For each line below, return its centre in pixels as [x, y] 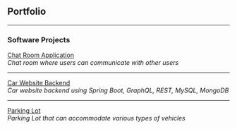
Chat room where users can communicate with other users [93, 63]
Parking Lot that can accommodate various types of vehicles [96, 118]
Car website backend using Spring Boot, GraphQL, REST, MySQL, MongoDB [118, 90]
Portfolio [27, 12]
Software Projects [39, 39]
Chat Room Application [41, 55]
